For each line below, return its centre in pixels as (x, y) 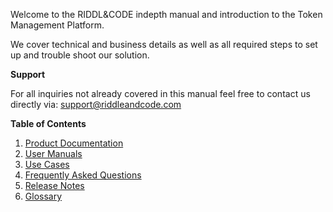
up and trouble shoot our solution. (80, 55)
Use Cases (47, 164)
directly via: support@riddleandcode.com (96, 104)
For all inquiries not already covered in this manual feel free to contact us (160, 93)
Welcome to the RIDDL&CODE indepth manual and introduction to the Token (166, 14)
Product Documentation (74, 143)
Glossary (43, 196)
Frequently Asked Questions (83, 175)
